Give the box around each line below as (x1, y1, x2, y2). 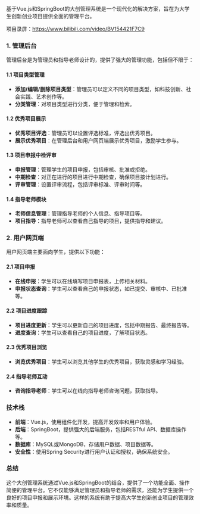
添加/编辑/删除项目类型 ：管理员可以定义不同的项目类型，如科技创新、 (14, 85, 186, 92)
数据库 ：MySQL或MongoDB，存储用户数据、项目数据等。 (14, 440, 157, 448)
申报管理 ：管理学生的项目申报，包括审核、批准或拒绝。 (14, 166, 151, 173)
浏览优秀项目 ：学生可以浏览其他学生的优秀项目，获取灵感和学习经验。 (14, 358, 187, 365)
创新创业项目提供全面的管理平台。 (11, 13, 95, 20)
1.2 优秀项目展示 (6, 115, 46, 122)
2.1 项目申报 (6, 263, 36, 270)
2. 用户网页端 (6, 234, 44, 242)
